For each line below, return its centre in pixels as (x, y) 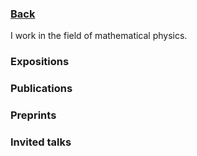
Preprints (33, 115)
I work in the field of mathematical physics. (99, 36)
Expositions (40, 62)
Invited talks (41, 142)
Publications (41, 89)
